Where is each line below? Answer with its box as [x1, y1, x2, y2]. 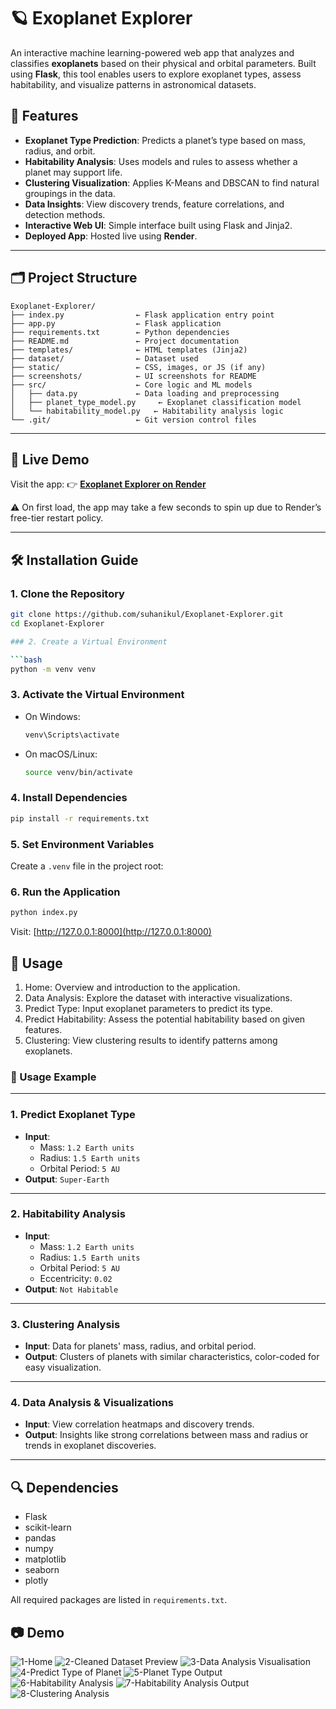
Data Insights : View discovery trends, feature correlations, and [24, 198, 285, 210]
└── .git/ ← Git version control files [10, 415, 257, 425]
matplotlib [24, 1553, 67, 1565]
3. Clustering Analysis [10, 1317, 121, 1331]
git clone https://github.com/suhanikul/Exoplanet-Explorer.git [10, 610, 284, 620]
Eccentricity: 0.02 [39, 1272, 113, 1284]
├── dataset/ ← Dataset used [10, 353, 199, 364]
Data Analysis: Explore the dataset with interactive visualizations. [24, 991, 293, 1004]
